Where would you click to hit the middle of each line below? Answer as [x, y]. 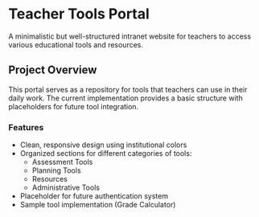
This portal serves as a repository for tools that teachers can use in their [128, 89]
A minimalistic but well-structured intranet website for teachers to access [130, 36]
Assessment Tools [62, 162]
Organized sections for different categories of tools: [106, 154]
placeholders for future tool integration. [74, 106]
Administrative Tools [66, 188]
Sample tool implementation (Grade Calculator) [98, 205]
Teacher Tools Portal [79, 14]
